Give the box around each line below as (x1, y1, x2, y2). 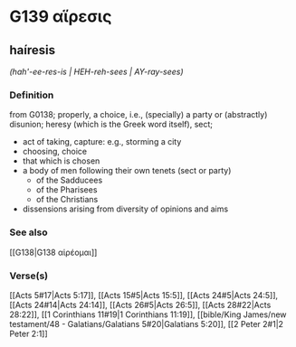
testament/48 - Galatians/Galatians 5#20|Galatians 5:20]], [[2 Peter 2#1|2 (9, 318, 283, 329)
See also (9, 226, 48, 239)
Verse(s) (9, 269, 49, 282)
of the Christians (35, 194, 99, 205)
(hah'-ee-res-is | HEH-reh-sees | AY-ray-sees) (9, 66, 184, 77)
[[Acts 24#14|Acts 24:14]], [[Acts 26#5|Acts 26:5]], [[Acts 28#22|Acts (9, 299, 272, 310)
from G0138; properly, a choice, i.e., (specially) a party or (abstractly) (9, 109, 268, 120)
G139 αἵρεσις (9, 6, 112, 27)
